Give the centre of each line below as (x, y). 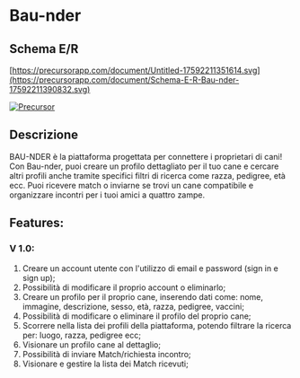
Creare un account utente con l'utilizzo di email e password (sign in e (150, 268)
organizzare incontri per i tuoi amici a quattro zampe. (107, 195)
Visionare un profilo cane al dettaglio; (92, 344)
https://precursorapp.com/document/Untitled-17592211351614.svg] (136, 70)
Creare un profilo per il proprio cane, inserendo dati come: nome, (142, 296)
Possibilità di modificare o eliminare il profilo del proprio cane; (137, 316)
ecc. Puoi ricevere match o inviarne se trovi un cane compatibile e (132, 185)
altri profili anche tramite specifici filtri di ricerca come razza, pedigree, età (147, 175)
